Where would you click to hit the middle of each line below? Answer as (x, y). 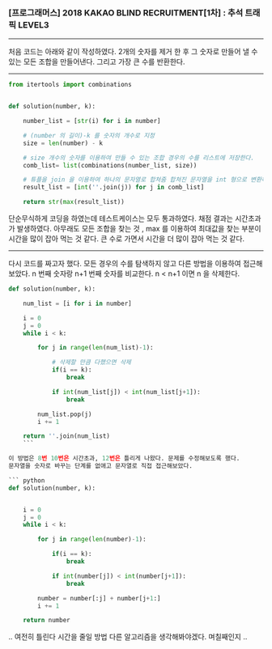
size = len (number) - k (63, 143)
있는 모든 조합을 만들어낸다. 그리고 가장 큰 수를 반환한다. (97, 62)
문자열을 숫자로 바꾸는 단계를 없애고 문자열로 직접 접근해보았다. (100, 466)
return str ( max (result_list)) (74, 202)
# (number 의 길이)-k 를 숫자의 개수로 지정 (89, 135)
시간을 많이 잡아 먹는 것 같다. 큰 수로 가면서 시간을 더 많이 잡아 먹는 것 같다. (127, 239)
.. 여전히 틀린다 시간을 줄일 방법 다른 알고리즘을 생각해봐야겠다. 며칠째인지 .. (128, 637)
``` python (27, 480)
